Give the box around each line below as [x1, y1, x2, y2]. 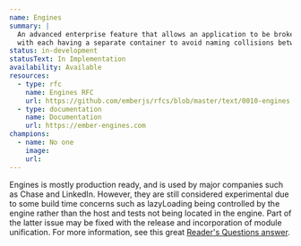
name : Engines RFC [25, 88, 94, 97]
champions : [9, 130, 50, 139]
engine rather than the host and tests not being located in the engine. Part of [9, 208, 292, 218]
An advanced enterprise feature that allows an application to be [17, 30, 271, 38]
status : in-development [9, 47, 99, 55]
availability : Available [9, 64, 102, 72]
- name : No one [17, 138, 74, 147]
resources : [9, 72, 50, 81]
